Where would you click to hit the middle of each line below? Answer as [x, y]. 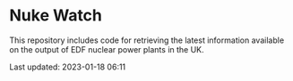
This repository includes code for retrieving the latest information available [147, 40]
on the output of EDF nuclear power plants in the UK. [107, 49]
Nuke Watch [56, 16]
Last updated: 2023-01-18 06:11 [68, 67]
